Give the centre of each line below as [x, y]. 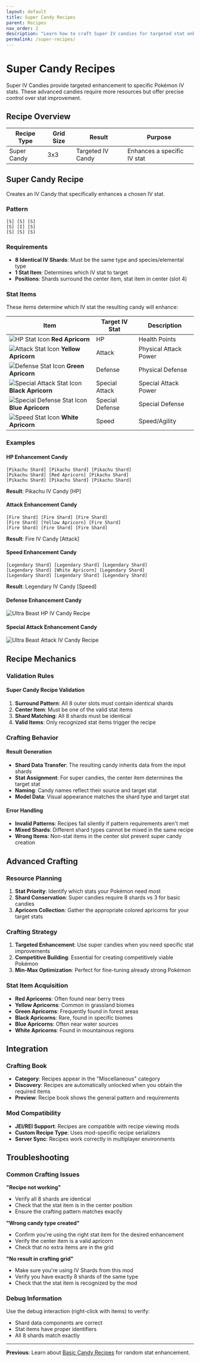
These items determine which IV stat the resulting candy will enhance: [92, 307]
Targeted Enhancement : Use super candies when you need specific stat [104, 945]
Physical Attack [160, 349]
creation [25, 842]
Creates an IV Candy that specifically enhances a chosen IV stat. [85, 193]
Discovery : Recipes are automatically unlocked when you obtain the [99, 1085]
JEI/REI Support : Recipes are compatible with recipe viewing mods [97, 1126]
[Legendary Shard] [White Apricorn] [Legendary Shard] [76, 570]
